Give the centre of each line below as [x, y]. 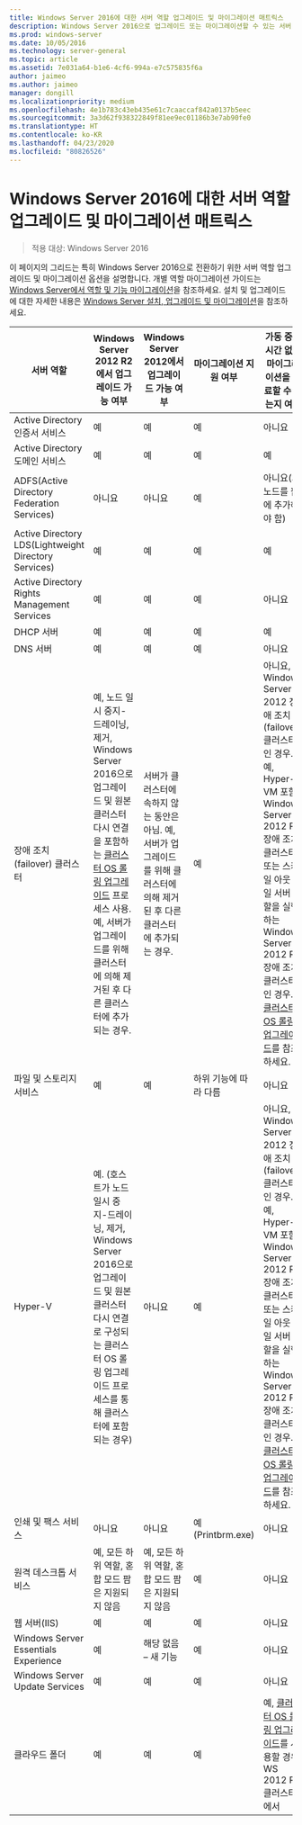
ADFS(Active [41, 481]
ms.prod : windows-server [56, 34]
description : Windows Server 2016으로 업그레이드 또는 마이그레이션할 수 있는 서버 [151, 26]
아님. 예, [160, 830]
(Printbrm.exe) [224, 1534]
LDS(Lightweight [49, 544]
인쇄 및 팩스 [37, 1522]
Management [42, 604]
